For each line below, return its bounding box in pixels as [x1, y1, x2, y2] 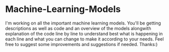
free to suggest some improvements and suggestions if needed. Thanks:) [5, 41, 158, 47]
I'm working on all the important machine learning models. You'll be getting [5, 20, 161, 26]
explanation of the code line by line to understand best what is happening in [5, 30, 163, 36]
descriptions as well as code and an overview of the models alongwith [5, 25, 151, 31]
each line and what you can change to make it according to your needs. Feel [5, 36, 164, 42]
